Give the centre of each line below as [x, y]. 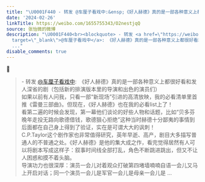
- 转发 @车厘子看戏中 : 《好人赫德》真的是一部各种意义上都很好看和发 [109, 81]
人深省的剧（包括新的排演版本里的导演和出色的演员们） [91, 89]
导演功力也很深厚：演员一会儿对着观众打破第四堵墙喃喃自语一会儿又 [107, 165]
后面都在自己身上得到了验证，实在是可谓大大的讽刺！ [88, 127]
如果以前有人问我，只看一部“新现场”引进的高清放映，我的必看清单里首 [109, 96]
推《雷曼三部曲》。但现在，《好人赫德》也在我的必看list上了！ [97, 104]
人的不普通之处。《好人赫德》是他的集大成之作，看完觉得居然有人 [108, 142]
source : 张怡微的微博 [31, 29]
